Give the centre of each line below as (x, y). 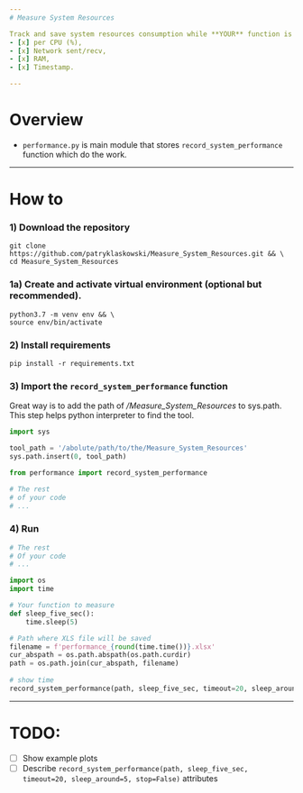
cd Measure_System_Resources (64, 262)
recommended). (46, 296)
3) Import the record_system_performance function (119, 386)
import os (28, 581)
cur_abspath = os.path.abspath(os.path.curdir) (101, 655)
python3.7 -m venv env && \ (62, 314)
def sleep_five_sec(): (52, 614)
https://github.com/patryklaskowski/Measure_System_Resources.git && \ (147, 254)
